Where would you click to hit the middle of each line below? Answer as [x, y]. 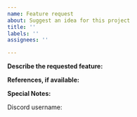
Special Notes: [29, 94]
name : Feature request [40, 14]
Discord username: [35, 107]
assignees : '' [28, 40]
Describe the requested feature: [55, 66]
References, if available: [43, 80]
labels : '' [23, 33]
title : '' [22, 27]
